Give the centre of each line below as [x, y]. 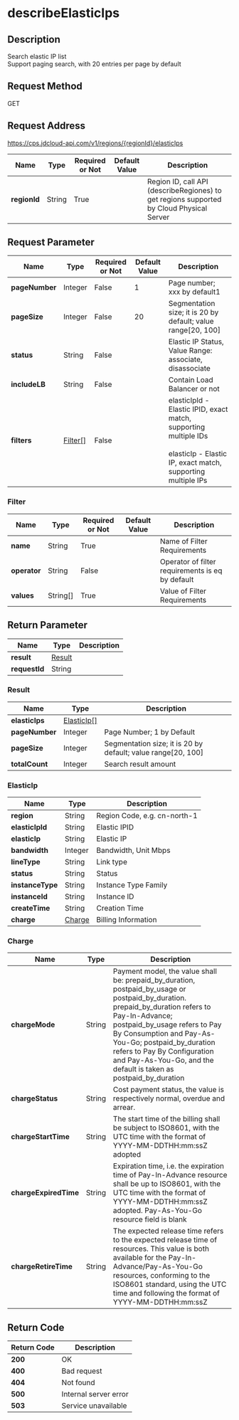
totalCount [30, 764]
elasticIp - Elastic [198, 454]
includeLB [28, 384]
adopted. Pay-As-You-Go [158, 1211]
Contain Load [191, 380]
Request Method [45, 86]
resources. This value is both [161, 1249]
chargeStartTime [40, 1137]
